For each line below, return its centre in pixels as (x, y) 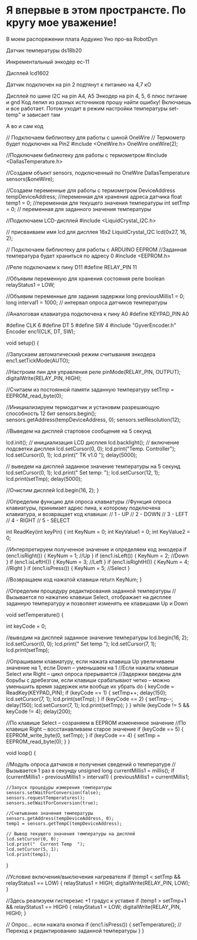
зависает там (43, 115)
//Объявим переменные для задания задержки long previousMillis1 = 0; (96, 296)
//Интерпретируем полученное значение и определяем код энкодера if (96, 549)
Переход (17, 931)
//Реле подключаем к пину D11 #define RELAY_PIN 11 (71, 267)
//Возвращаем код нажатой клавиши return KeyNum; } (74, 579)
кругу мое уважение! (61, 23)
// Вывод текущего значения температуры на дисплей (71, 834)
